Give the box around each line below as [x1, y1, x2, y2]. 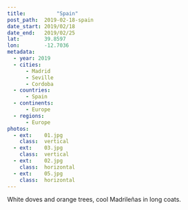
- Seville [25, 74, 54, 81]
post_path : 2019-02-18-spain [7, 17, 94, 23]
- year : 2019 [13, 55, 51, 62]
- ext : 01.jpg [13, 132, 63, 138]
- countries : [13, 87, 51, 94]
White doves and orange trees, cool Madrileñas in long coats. [7, 196, 181, 204]
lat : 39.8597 [7, 36, 67, 43]
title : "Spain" [7, 10, 79, 17]
